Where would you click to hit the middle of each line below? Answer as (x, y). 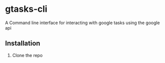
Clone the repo (27, 55)
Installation (23, 44)
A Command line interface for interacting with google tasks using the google (82, 23)
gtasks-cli (26, 9)
